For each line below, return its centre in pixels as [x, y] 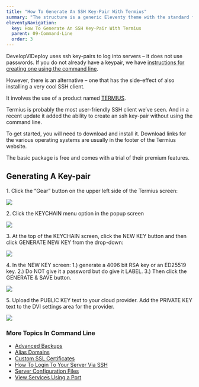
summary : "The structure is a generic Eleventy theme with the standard [98, 17]
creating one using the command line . [52, 69]
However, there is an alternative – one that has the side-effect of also [90, 80]
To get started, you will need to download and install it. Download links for [96, 134]
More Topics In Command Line [51, 333]
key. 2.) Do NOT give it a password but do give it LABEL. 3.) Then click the [97, 271]
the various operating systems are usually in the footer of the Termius [91, 140]
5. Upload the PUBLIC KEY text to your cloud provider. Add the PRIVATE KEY [99, 300]
